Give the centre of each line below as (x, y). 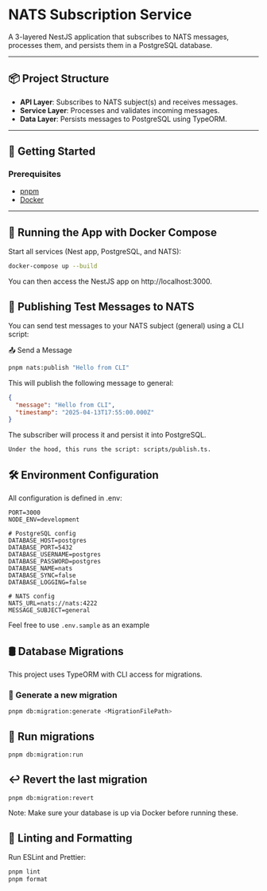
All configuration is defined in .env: (65, 498)
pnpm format (28, 879)
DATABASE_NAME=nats (41, 569)
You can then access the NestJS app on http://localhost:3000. (110, 281)
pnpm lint (25, 872)
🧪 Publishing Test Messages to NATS (101, 306)
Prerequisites (35, 175)
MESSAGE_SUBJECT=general (49, 610)
